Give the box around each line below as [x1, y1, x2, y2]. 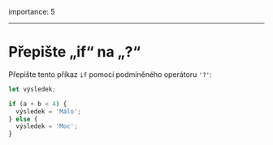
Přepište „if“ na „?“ [8, 43, 141, 62]
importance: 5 [8, 7, 55, 16]
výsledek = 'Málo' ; [15, 107, 82, 116]
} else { [8, 115, 38, 123]
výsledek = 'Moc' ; [15, 122, 79, 130]
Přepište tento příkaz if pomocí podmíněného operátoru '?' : [8, 69, 213, 79]
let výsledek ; [8, 85, 57, 93]
